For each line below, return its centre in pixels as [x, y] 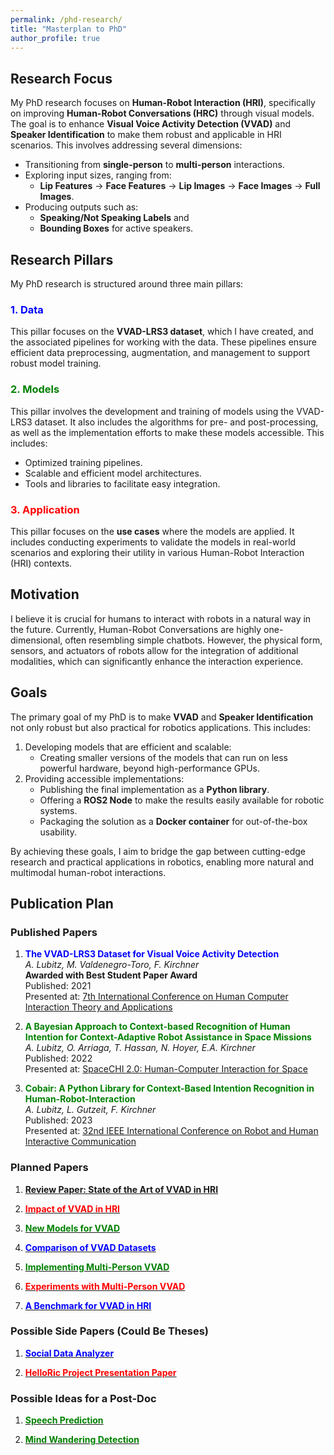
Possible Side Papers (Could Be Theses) [109, 1331]
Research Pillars [62, 259]
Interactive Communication [80, 1142]
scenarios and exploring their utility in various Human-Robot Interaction [157, 552]
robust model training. [56, 363]
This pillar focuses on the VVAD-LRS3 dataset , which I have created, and [162, 332]
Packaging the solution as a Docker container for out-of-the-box [173, 821]
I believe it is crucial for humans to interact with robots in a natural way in [161, 618]
